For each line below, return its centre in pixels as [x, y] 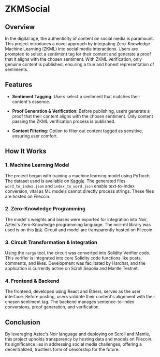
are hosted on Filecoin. [28, 196]
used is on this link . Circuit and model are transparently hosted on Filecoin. [79, 230]
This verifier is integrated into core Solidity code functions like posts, [73, 258]
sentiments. [17, 69]
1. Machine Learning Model [37, 165]
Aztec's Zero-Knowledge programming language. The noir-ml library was [78, 224]
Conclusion [23, 322]
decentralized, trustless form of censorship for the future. [62, 349]
